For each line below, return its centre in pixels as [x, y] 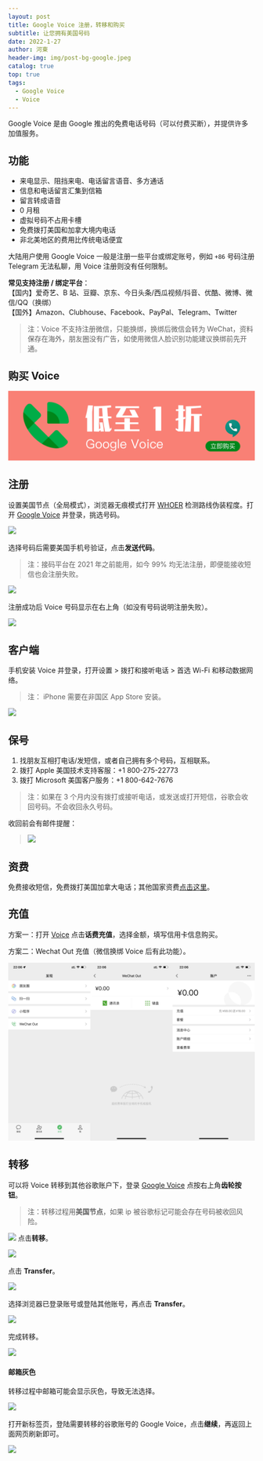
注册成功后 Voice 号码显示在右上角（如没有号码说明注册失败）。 [110, 607]
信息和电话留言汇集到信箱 [61, 191]
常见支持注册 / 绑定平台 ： [49, 283]
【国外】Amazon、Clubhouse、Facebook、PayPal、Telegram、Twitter [122, 312]
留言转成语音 [40, 201]
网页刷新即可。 [39, 1434]
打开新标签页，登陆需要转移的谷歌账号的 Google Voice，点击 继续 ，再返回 [127, 1424]
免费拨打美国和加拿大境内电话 [67, 230]
